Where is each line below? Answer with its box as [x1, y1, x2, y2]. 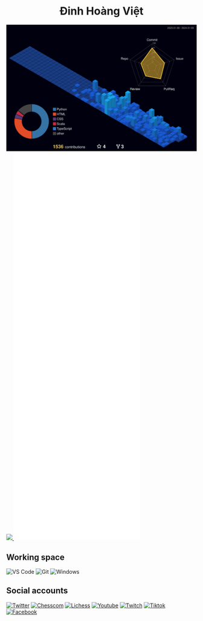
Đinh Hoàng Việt [59, 4, 144, 18]
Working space [6, 552, 65, 562]
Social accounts [6, 586, 68, 596]
